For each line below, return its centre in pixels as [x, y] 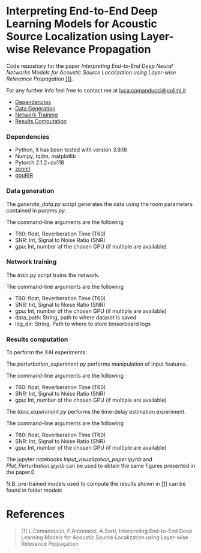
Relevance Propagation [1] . [40, 79]
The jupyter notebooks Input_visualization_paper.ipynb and [79, 459]
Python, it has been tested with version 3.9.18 [71, 150]
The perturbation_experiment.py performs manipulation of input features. [97, 364]
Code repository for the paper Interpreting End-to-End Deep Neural [89, 66]
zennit [22, 169]
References [35, 514]
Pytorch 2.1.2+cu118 [40, 163]
